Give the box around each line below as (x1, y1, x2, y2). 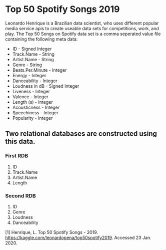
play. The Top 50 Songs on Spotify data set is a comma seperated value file (5, 31, 161, 37)
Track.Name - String (12, 51, 55, 57)
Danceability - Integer (12, 78, 57, 84)
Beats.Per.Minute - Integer (12, 67, 67, 73)
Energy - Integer (12, 72, 46, 78)
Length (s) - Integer (12, 99, 53, 105)
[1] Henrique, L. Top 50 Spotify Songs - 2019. (5, 229, 98, 235)
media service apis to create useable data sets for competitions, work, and (5, 25, 159, 31)
